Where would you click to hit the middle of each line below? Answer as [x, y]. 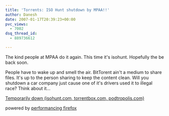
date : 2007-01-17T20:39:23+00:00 [40, 19]
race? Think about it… [28, 88]
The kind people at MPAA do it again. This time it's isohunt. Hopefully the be [85, 57]
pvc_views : [17, 24]
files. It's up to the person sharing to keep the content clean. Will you [77, 78]
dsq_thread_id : [21, 33]
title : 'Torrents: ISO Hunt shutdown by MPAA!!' [57, 10]
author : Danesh [21, 15]
